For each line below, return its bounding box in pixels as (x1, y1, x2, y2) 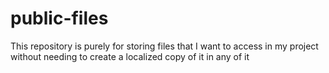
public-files (10, 7, 109, 30)
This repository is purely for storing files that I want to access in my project (10, 40, 319, 52)
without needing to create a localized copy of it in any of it (10, 50, 250, 62)
